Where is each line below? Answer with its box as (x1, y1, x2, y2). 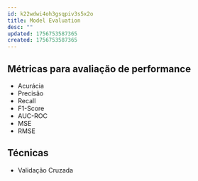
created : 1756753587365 (7, 37, 78, 44)
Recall (17, 96, 36, 105)
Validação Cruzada (17, 165, 73, 174)
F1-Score (17, 104, 45, 112)
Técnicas (7, 147, 49, 159)
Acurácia (17, 81, 45, 90)
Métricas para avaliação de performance (7, 63, 192, 75)
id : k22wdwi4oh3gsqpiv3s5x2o (7, 10, 94, 18)
